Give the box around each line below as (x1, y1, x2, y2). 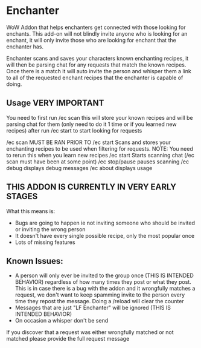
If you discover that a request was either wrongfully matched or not (6, 329, 174, 336)
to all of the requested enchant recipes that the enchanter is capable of (6, 74, 183, 81)
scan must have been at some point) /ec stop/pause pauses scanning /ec (6, 158, 189, 165)
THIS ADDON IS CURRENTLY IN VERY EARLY (6, 182, 177, 192)
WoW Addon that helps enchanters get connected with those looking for (6, 24, 186, 31)
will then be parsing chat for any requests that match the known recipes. (6, 61, 187, 68)
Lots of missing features (14, 238, 75, 246)
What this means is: (6, 207, 56, 215)
